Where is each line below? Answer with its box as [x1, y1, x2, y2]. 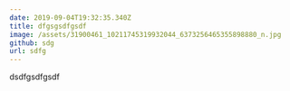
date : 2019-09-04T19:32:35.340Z [9, 13, 131, 23]
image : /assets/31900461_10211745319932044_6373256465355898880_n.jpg [9, 30, 282, 39]
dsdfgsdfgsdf [9, 71, 61, 82]
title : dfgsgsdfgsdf [9, 22, 88, 31]
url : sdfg [9, 47, 47, 56]
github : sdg [9, 38, 54, 48]
